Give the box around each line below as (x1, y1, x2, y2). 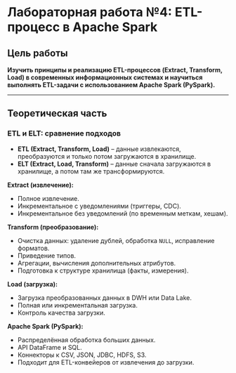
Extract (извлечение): (7, 181, 74, 189)
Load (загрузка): (7, 280, 58, 288)
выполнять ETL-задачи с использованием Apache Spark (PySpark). (7, 81, 216, 89)
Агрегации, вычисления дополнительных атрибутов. (17, 259, 176, 267)
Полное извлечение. (17, 194, 79, 202)
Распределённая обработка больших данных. (17, 335, 156, 344)
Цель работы (7, 47, 68, 59)
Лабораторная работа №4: (7, 4, 172, 20)
